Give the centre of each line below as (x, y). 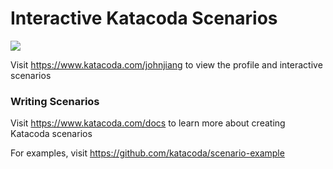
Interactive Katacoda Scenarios (144, 18)
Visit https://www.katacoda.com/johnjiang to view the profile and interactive (166, 64)
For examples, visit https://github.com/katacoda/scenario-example (147, 153)
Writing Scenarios (55, 101)
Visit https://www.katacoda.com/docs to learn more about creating (148, 123)
